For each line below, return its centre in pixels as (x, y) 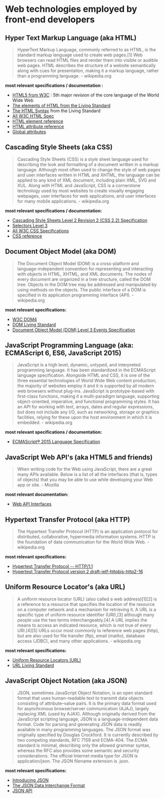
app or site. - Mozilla (38, 485)
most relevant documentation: (37, 494)
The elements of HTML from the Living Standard (61, 105)
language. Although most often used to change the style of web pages (89, 169)
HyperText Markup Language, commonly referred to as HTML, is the (86, 50)
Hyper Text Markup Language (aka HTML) (71, 38)
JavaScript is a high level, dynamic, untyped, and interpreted (79, 365)
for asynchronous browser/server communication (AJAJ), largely (83, 708)
